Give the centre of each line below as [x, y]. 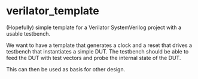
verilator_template [53, 11]
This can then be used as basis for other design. [66, 69]
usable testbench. [28, 33]
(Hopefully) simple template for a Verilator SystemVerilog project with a [94, 27]
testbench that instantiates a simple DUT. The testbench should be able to [98, 51]
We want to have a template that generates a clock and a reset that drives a [99, 45]
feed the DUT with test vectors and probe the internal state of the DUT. [94, 58]
